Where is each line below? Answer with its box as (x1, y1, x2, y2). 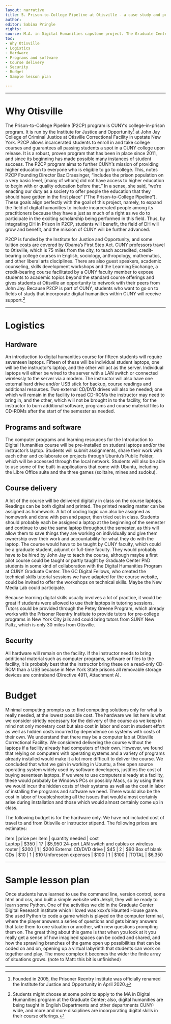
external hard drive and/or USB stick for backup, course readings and (5, 381, 151, 387)
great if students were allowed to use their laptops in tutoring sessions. (5, 600, 154, 606)
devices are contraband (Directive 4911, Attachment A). (5, 671, 121, 678)
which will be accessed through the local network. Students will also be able (5, 458, 165, 464)
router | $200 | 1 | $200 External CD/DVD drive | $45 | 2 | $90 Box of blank (5, 846, 162, 852)
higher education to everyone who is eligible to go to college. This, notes (5, 167, 158, 173)
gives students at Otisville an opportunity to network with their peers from (5, 280, 160, 286)
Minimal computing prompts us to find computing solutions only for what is (5, 707, 162, 713)
